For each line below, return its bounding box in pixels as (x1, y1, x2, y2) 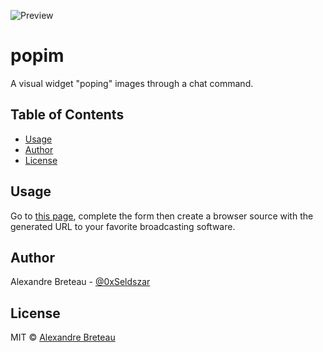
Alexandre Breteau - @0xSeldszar (10, 276, 151, 288)
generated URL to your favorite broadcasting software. (10, 220, 236, 232)
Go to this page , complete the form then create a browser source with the (10, 210, 314, 222)
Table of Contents (10, 106, 125, 124)
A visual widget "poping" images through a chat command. (10, 77, 254, 89)
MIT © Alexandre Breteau (10, 331, 116, 344)
